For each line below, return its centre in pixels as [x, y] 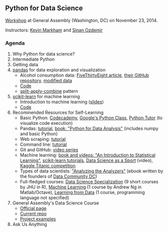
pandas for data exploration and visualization [59, 70]
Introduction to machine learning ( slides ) [62, 102]
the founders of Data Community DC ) [58, 176]
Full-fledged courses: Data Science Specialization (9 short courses [89, 182]
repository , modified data [46, 81]
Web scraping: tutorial [43, 139]
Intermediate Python [34, 59]
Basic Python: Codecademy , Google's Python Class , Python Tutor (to [91, 118]
